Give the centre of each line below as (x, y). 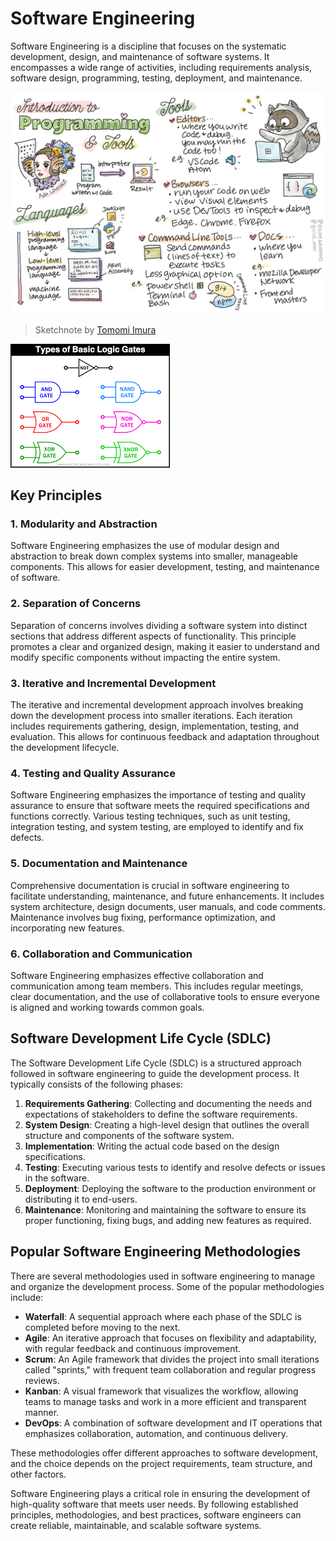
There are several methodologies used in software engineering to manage (163, 1276)
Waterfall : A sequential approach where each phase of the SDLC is (163, 1316)
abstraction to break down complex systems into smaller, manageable (154, 556)
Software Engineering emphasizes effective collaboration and (137, 975)
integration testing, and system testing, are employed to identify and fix (157, 827)
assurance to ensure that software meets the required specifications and (160, 806)
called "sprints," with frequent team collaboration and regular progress (170, 1369)
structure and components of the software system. (129, 1135)
